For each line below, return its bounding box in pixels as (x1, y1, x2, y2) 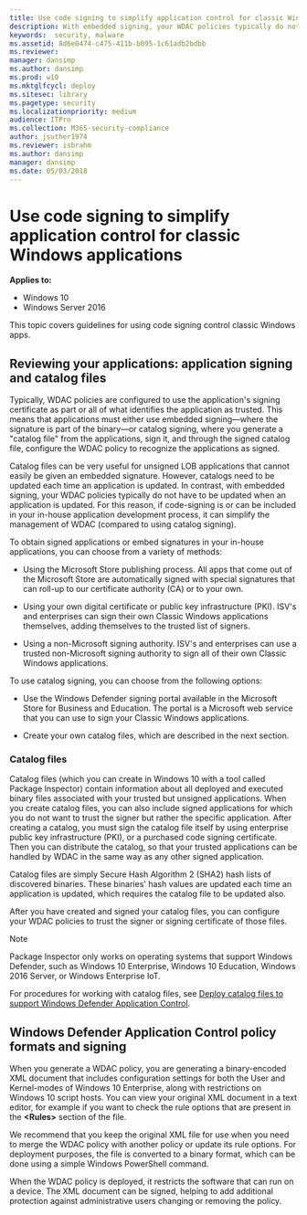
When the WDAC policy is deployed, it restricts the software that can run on (9, 1176, 294, 1188)
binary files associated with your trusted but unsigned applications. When (9, 793, 287, 804)
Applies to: (9, 275, 52, 286)
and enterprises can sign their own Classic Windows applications (22, 611, 269, 622)
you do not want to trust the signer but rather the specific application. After (9, 812, 292, 823)
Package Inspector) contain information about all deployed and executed (9, 783, 283, 795)
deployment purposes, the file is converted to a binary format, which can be (9, 1148, 296, 1160)
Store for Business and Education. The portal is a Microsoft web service (22, 703, 294, 713)
